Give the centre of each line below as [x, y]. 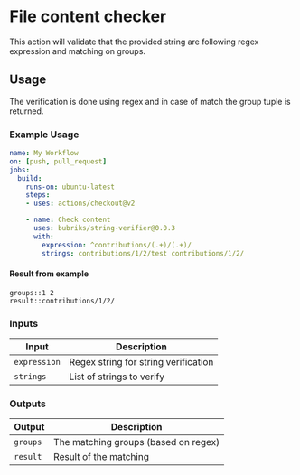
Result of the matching [101, 457]
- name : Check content [68, 220]
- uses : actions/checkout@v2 [80, 204]
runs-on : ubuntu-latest [70, 187]
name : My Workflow [44, 154]
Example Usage [44, 135]
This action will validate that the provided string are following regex [134, 42]
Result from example [49, 274]
